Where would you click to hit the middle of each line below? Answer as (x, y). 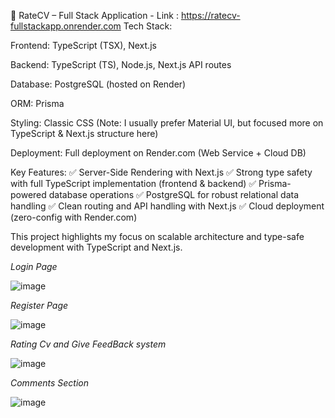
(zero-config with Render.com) (74, 217)
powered (28, 194)
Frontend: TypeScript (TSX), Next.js (83, 45)
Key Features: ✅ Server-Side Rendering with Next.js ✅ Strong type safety (161, 172)
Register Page (39, 305)
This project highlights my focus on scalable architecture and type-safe (157, 236)
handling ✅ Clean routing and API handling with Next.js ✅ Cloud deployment (167, 206)
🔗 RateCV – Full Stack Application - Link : (94, 15)
